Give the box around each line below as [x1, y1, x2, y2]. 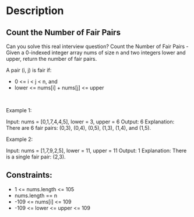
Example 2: [6, 136, 33, 143]
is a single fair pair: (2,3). [6, 153, 66, 160]
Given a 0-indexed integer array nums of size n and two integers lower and [6, 49, 186, 56]
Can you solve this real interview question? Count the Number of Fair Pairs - [6, 43, 189, 50]
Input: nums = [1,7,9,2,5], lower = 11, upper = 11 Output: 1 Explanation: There [6, 147, 187, 154]
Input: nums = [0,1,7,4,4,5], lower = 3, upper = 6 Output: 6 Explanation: [6, 118, 175, 125]
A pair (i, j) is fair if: [6, 67, 52, 74]
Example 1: [6, 107, 32, 113]
